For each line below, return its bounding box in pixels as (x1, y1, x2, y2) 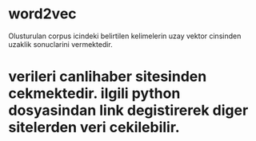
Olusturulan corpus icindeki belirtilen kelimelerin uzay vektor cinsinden (8, 31, 242, 41)
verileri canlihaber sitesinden (8, 68, 207, 86)
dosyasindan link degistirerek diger (8, 101, 249, 119)
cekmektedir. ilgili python (8, 84, 181, 103)
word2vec (8, 5, 78, 23)
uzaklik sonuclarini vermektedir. (8, 39, 114, 49)
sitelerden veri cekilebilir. (8, 119, 180, 136)
